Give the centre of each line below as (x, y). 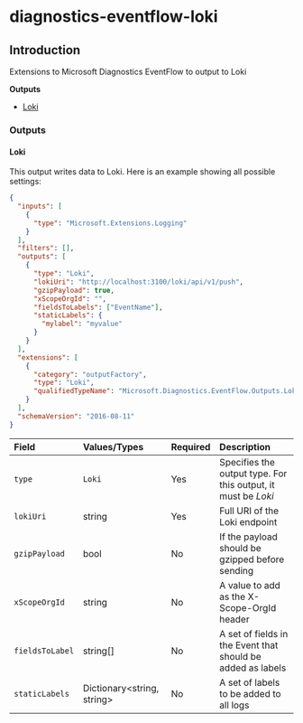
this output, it (247, 484)
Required (191, 446)
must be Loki (247, 496)
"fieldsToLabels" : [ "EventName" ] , (98, 307)
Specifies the (247, 462)
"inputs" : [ (40, 206)
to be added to (250, 693)
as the (233, 596)
